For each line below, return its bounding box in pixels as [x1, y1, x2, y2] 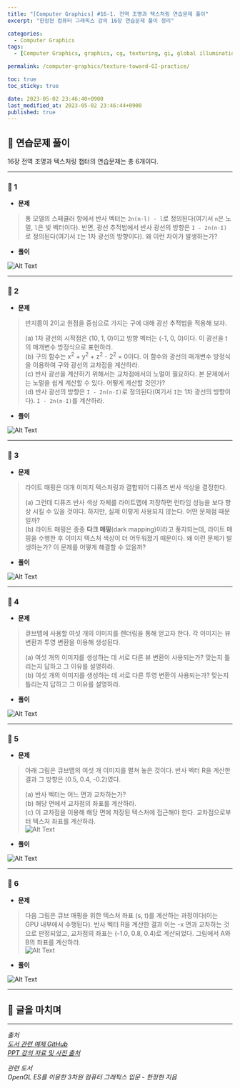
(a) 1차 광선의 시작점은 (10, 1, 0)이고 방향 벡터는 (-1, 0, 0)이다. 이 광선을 [24, 334, 224, 342]
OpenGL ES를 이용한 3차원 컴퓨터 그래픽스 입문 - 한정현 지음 [7, 1073, 177, 1082]
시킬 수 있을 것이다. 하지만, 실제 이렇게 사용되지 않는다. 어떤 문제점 [32, 506, 217, 515]
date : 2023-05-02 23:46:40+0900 [7, 95, 104, 102]
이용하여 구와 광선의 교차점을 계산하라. [32, 361, 140, 369]
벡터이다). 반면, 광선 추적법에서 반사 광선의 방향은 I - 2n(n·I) [52, 223, 227, 232]
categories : [7, 30, 43, 37]
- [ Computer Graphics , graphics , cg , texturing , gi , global [14, 50, 196, 57]
